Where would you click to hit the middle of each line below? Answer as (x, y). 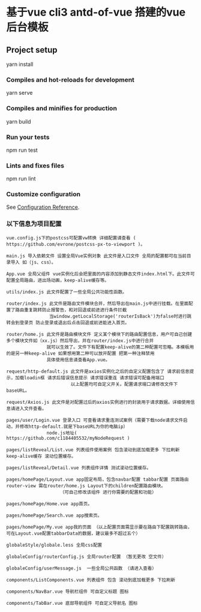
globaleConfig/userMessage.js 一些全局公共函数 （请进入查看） (82, 568)
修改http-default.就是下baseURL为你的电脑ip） (73, 427)
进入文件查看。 (31, 409)
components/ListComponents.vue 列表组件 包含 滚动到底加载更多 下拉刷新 (91, 580)
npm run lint (21, 179)
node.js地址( (62, 433)
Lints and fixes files (35, 166)
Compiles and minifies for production (61, 109)
